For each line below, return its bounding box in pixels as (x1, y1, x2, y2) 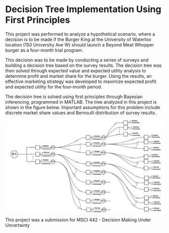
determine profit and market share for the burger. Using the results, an (5, 73, 152, 79)
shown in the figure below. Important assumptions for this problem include (5, 104, 160, 110)
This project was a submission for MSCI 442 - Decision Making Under (5, 217, 151, 223)
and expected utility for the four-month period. (5, 83, 102, 89)
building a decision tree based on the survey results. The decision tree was (5, 62, 162, 68)
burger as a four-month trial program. (5, 47, 83, 53)
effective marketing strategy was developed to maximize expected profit (5, 78, 157, 84)
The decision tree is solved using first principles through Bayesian (5, 94, 143, 100)
